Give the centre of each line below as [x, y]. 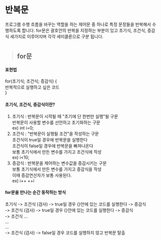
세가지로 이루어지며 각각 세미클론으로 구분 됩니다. [56, 36]
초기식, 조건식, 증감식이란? [30, 104]
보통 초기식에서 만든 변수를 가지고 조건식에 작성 [57, 152]
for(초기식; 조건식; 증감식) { [31, 81]
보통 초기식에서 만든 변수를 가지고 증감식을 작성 [57, 169]
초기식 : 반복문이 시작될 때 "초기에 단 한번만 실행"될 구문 [65, 116]
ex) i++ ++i [23, 181]
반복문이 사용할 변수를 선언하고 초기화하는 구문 [56, 122]
